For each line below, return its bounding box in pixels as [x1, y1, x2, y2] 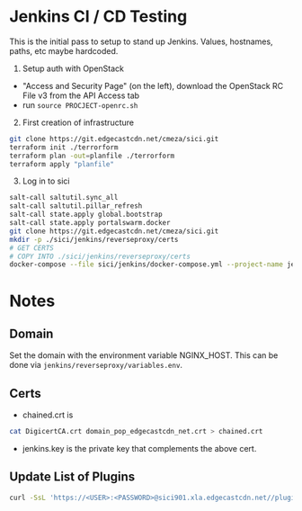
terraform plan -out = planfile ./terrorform [9, 151, 175, 160]
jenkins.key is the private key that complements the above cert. [22, 444, 257, 453]
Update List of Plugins [9, 470, 136, 485]
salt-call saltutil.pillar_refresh [9, 202, 143, 211]
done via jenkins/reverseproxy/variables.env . [9, 360, 182, 371]
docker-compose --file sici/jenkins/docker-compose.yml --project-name [9, 260, 283, 269]
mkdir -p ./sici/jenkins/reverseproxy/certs [9, 235, 179, 244]
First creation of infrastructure [22, 117, 135, 128]
